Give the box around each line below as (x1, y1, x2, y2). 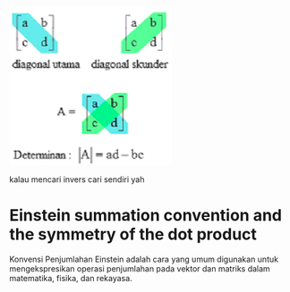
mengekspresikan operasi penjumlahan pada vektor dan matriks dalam (9, 263, 270, 274)
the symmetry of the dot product (9, 224, 258, 245)
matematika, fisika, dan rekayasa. (9, 272, 132, 283)
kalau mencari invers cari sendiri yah (9, 174, 145, 185)
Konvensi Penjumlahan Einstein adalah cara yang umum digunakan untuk (9, 254, 279, 264)
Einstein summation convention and (9, 205, 282, 226)
